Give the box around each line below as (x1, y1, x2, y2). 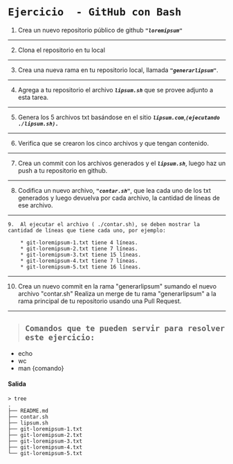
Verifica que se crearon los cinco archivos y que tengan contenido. (17, 139, 209, 147)
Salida (8, 380, 26, 388)
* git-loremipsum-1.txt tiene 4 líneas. (20, 239, 138, 246)
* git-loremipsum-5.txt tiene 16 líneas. (20, 263, 141, 270)
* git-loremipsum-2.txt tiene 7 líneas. (20, 245, 138, 252)
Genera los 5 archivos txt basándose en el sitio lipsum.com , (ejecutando (17, 113, 221, 121)
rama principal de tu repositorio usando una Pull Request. (17, 297, 182, 305)
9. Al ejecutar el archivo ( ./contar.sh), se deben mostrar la (8, 221, 200, 227)
